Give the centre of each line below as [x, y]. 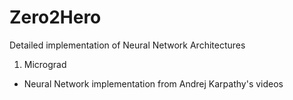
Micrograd [45, 64]
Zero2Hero [55, 17]
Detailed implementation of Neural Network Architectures [127, 45]
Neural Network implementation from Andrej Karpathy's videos [153, 83]
